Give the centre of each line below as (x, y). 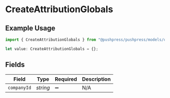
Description (96, 79)
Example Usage (30, 28)
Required (66, 79)
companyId (19, 88)
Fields (15, 65)
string (43, 87)
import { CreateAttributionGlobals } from (51, 40)
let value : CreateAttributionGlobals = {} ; (52, 49)
